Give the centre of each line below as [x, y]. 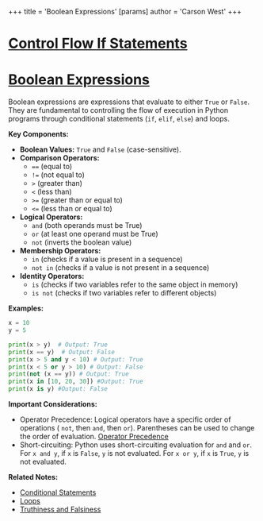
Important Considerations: [53, 404]
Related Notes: [33, 477]
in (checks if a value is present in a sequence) [107, 259]
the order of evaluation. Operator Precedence [94, 436]
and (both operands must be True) [87, 226]
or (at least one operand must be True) [95, 234]
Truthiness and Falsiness [60, 509]
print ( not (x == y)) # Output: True [69, 374]
